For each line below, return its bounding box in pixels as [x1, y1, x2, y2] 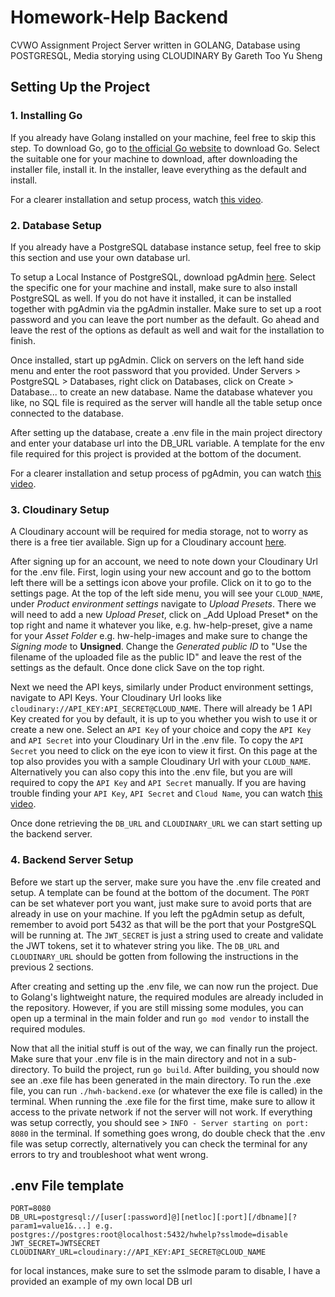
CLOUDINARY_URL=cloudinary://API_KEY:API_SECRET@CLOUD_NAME [10, 1247, 267, 1258]
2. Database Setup [10, 218, 102, 232]
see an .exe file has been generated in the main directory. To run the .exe [10, 1074, 312, 1086]
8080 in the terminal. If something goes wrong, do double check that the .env [10, 1127, 326, 1139]
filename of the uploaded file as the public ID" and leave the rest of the [10, 651, 302, 663]
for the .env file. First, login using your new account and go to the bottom [10, 566, 312, 578]
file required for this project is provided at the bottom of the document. [10, 447, 302, 460]
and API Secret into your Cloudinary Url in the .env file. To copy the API [10, 734, 304, 746]
